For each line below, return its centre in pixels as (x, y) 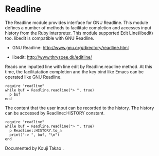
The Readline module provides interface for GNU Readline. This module (77, 22)
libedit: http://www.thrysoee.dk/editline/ (52, 57)
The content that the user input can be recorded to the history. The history (79, 108)
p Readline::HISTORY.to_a (36, 131)
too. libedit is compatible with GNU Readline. (50, 38)
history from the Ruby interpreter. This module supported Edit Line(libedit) (79, 33)
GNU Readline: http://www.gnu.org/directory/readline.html (70, 47)
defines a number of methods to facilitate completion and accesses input (78, 27)
